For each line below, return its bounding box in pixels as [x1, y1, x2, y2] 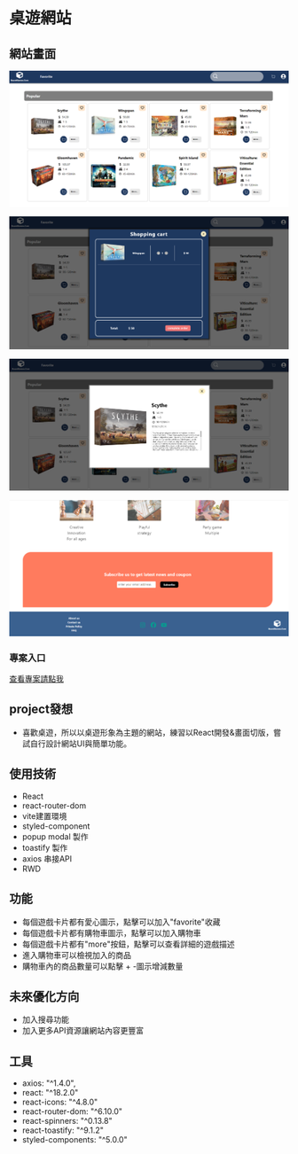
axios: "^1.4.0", [21, 1078, 76, 1088]
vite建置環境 [21, 810, 67, 821]
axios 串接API [21, 853, 73, 864]
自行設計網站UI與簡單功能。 [29, 737, 131, 749]
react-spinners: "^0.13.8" [21, 1116, 113, 1127]
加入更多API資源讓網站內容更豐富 [21, 1025, 145, 1036]
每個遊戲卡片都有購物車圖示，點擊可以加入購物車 [21, 927, 201, 938]
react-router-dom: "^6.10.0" [21, 1106, 122, 1117]
